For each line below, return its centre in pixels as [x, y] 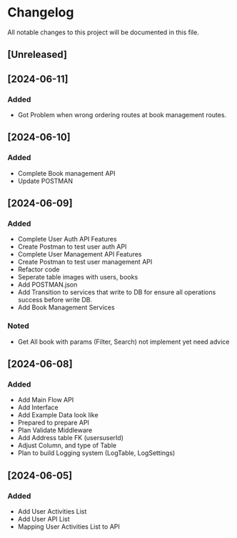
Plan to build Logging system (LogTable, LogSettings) [96, 453]
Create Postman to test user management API [85, 262]
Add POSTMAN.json [47, 285]
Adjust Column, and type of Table [67, 445]
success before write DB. [55, 300]
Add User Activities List [52, 512]
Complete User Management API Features [80, 254]
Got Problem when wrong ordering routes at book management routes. [122, 115]
